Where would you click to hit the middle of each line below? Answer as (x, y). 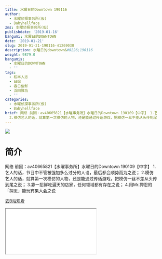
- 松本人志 (19, 77)
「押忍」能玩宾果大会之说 (30, 190)
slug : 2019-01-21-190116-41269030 (40, 46)
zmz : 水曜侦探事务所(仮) (27, 28)
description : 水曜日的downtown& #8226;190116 (49, 50)
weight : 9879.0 (20, 54)
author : (13, 14)
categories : (17, 100)
